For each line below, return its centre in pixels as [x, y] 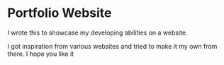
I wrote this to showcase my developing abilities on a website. [97, 32]
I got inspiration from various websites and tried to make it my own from [112, 46]
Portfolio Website [60, 13]
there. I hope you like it [41, 54]
